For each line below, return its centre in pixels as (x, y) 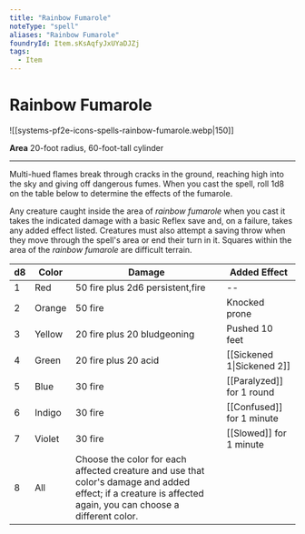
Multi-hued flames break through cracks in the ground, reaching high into (147, 174)
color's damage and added (133, 481)
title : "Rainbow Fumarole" (60, 18)
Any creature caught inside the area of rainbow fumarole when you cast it (148, 211)
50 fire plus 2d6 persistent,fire (141, 287)
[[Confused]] (255, 407)
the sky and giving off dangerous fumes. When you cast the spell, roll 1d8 (147, 184)
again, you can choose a (128, 504)
